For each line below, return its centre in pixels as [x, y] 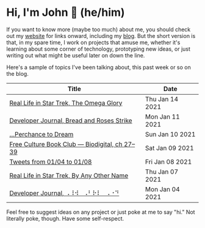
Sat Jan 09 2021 [170, 148]
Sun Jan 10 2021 [171, 134]
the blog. [17, 73]
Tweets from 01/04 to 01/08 [51, 161]
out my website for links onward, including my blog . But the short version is [101, 35]
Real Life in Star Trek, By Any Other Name [69, 175]
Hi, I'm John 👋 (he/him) [66, 13]
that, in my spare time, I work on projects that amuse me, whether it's [93, 42]
